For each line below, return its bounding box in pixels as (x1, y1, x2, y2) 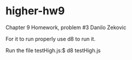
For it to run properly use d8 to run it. (5, 35, 96, 42)
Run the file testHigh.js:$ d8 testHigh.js (5, 46, 101, 54)
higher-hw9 (5, 4, 65, 18)
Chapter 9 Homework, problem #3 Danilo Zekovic (5, 24, 127, 31)
